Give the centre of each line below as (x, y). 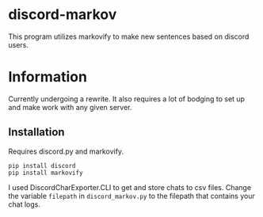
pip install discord (42, 166)
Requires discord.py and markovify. (66, 151)
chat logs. (25, 204)
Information (48, 77)
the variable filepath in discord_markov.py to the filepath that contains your (131, 196)
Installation (36, 132)
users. (19, 44)
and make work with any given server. (70, 107)
